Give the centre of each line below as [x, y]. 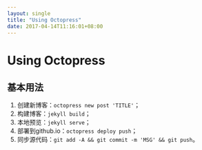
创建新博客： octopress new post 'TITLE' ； [78, 105]
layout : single [29, 13]
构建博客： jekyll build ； [54, 114]
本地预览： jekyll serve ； [54, 122]
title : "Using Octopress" [44, 20]
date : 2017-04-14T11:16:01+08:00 [55, 26]
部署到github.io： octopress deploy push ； [77, 131]
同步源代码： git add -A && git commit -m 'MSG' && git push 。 [108, 140]
